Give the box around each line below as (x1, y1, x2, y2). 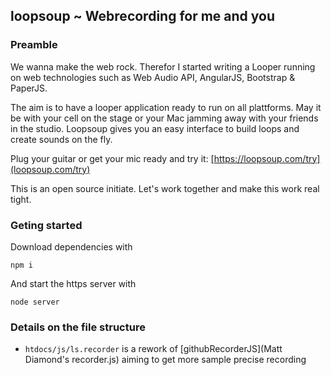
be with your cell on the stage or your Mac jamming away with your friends (10, 112, 319, 124)
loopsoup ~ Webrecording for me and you (10, 8, 276, 25)
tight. (10, 193, 32, 205)
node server (10, 297, 60, 307)
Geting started (10, 218, 83, 232)
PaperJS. (10, 82, 48, 94)
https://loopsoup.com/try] (213, 152, 321, 164)
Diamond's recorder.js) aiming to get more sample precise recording (24, 354, 307, 366)
